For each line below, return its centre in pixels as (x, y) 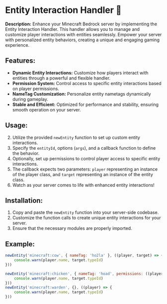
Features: (20, 61)
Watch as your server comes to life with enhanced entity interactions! (83, 185)
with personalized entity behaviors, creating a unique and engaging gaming (83, 40)
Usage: (17, 126)
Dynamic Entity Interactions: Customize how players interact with (80, 73)
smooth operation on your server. (46, 109)
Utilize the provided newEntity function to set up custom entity (76, 137)
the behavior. (26, 153)
